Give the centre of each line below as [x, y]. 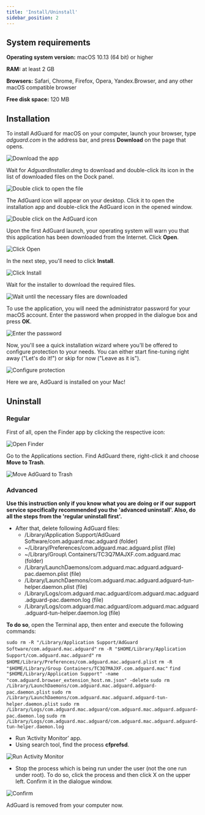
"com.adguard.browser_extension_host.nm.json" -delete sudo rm [88, 681]
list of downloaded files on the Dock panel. [60, 177]
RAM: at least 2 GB [31, 69]
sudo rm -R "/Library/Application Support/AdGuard [72, 643]
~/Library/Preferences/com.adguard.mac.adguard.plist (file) [100, 548]
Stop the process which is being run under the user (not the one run [101, 768]
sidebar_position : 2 [33, 18]
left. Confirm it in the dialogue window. [64, 781]
